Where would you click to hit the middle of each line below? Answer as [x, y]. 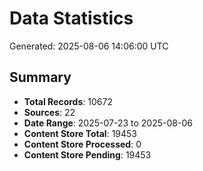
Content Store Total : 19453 [80, 133]
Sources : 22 [49, 112]
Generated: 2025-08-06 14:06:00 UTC [89, 46]
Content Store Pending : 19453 [87, 154]
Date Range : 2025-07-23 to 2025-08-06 [108, 123]
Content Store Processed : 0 [82, 144]
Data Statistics [71, 18]
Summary [40, 77]
